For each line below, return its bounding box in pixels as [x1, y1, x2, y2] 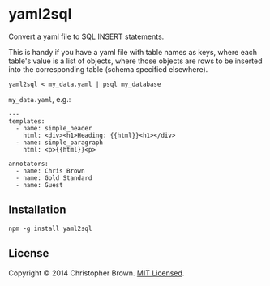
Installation [8, 203, 66, 217]
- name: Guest [15, 181, 63, 189]
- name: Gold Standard [15, 173, 92, 182]
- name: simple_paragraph [15, 139, 104, 147]
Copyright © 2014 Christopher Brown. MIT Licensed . [8, 268, 185, 278]
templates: [8, 117, 45, 126]
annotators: [8, 160, 49, 168]
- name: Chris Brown [15, 167, 85, 175]
